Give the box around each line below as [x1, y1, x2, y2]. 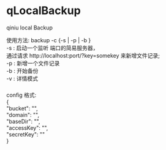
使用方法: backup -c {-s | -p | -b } [6, 36, 91, 43]
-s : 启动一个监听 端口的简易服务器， [6, 44, 99, 51]
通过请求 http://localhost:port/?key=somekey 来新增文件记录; [6, 51, 160, 59]
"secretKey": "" [6, 131, 45, 138]
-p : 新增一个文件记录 [6, 59, 60, 67]
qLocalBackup [6, 4, 81, 18]
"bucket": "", [6, 105, 38, 112]
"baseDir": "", [6, 118, 40, 126]
